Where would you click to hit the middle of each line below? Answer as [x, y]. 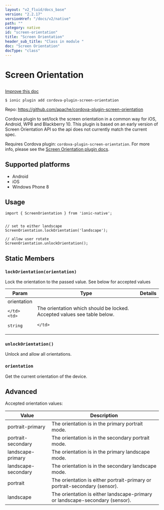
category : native [23, 28]
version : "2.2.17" [24, 14]
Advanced [21, 392]
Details [148, 293]
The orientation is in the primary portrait [97, 424]
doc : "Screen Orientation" [32, 46]
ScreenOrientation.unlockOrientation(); [47, 243]
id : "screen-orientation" [31, 32]
